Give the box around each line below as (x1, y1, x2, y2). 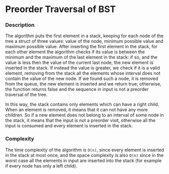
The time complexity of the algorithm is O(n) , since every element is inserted (5, 147, 164, 153)
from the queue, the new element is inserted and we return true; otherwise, (5, 81, 161, 87)
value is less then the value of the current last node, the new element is (5, 59, 154, 66)
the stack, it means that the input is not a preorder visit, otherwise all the (5, 117, 155, 124)
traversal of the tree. (5, 92, 48, 98)
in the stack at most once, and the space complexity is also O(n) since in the (5, 152, 164, 158)
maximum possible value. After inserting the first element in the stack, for (5, 44, 158, 50)
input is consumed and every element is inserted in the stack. (5, 123, 133, 129)
